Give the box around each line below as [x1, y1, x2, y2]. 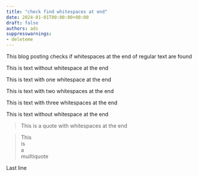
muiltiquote [20, 153, 49, 160]
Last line [6, 165, 27, 171]
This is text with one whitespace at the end [6, 76, 112, 83]
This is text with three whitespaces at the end [6, 99, 118, 106]
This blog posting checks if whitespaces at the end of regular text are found [6, 53, 192, 60]
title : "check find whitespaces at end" [6, 8, 108, 15]
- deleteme [6, 36, 33, 42]
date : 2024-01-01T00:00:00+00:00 [6, 14, 89, 20]
